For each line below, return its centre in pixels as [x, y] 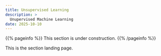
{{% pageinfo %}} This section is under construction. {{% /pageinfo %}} [80, 38]
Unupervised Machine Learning [42, 19]
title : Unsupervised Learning [37, 10]
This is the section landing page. [39, 48]
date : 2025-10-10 [24, 24]
